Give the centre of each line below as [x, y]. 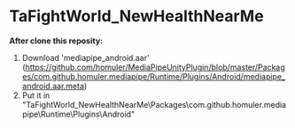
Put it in [36, 95]
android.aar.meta [53, 86]
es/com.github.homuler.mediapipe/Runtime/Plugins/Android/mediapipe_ [154, 76]
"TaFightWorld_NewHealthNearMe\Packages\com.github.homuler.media [154, 104]
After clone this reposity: [56, 41]
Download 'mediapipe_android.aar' [85, 57]
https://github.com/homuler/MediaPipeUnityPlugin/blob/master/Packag [155, 67]
